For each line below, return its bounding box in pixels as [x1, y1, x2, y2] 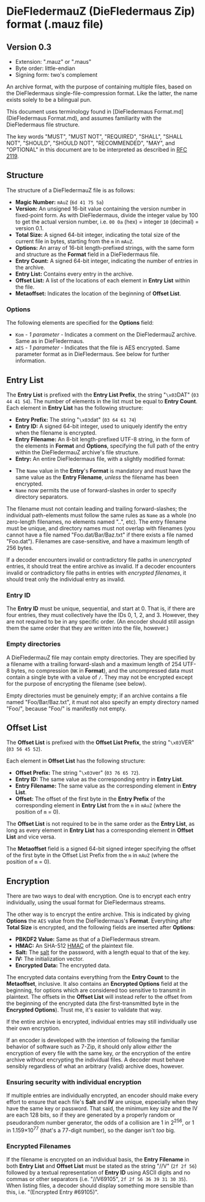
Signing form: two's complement [15, 71, 98, 78]
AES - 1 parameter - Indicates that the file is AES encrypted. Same [15, 344, 181, 351]
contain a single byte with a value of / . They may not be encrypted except [6, 673, 193, 681]
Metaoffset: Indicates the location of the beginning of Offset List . [15, 290, 182, 297]
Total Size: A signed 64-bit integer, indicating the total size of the [15, 231, 181, 238]
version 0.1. [15, 224, 44, 231]
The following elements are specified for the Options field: [6, 319, 154, 327]
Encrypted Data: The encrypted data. [15, 962, 111, 969]
